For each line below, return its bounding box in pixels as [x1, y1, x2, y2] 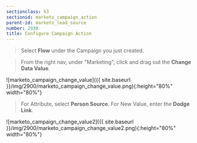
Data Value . [20, 65, 51, 72]
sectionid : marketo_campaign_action [6, 14, 97, 20]
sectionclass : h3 [6, 8, 49, 15]
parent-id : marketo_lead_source [6, 20, 86, 26]
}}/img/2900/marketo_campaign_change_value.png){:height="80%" [6, 82, 173, 90]
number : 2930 [6, 25, 39, 31]
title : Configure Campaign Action [6, 31, 92, 37]
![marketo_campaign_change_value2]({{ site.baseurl [6, 118, 134, 125]
